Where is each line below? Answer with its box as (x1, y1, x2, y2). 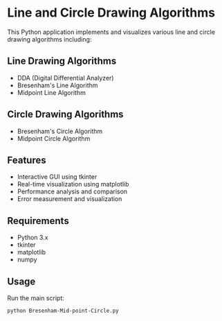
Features (7, 154, 46, 166)
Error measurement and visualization (17, 195, 122, 203)
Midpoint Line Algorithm (17, 88, 86, 96)
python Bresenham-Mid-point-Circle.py (7, 307, 119, 314)
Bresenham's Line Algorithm (17, 81, 98, 89)
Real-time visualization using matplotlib (17, 180, 129, 189)
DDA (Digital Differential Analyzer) (17, 73, 114, 82)
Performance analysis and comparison (17, 187, 128, 196)
